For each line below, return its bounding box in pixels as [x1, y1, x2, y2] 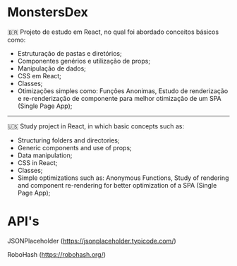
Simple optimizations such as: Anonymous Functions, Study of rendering [17, 174, 229, 182]
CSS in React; [17, 158, 58, 167]
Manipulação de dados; [17, 64, 87, 73]
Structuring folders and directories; [17, 135, 120, 145]
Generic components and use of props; [17, 143, 132, 152]
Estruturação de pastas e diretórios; [17, 49, 122, 57]
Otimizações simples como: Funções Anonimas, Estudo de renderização [17, 86, 229, 95]
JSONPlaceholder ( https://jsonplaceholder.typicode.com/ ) [7, 236, 176, 245]
